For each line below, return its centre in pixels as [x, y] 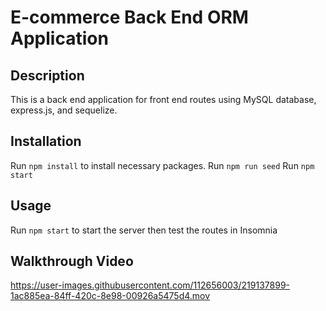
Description [47, 75]
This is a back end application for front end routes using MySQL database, [163, 99]
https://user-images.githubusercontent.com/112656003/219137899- [150, 285]
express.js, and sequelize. [64, 110]
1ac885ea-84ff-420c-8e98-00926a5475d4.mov [110, 296]
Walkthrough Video [72, 261]
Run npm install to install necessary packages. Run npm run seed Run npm [162, 165]
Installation [46, 141]
